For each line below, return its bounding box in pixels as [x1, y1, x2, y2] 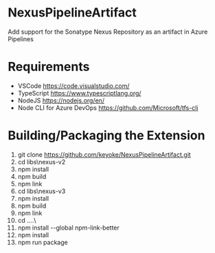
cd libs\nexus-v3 [17, 187, 66, 195]
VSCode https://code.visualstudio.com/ [17, 81, 130, 90]
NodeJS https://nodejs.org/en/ [17, 96, 105, 104]
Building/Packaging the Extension [8, 128, 205, 144]
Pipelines [8, 34, 34, 43]
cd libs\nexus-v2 [17, 157, 66, 166]
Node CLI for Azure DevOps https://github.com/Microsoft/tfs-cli [17, 103, 199, 111]
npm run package [17, 238, 68, 246]
